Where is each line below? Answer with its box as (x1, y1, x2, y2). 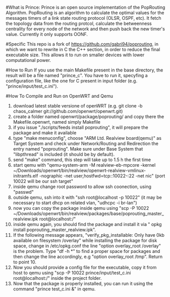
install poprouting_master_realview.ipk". (13, 227, 96, 233)
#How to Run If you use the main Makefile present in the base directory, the (6, 67, 163, 73)
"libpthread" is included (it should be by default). (13, 152, 115, 157)
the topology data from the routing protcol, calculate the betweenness (6, 20, 152, 26)
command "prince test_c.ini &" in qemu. (13, 286, 96, 292)
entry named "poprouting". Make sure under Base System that (13, 146, 143, 152)
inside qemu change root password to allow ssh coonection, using (13, 183, 151, 190)
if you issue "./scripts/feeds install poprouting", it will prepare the (13, 124, 148, 130)
